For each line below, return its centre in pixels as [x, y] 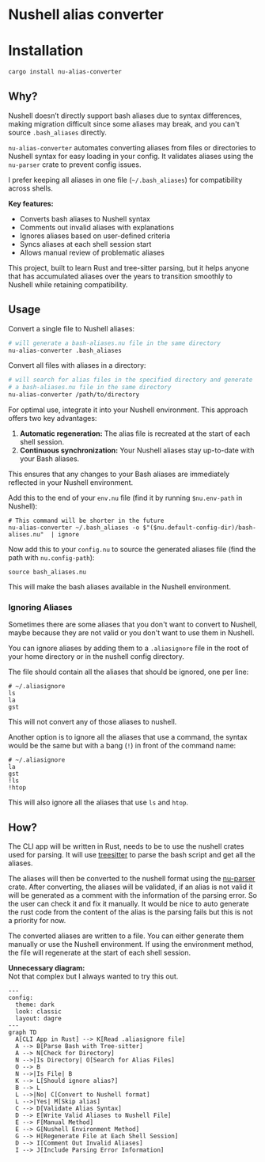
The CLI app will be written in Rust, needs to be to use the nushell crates [126, 846]
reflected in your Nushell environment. [70, 483]
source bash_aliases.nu [47, 572]
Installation [46, 51]
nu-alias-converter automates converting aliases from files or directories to [132, 147]
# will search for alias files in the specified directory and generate [131, 380]
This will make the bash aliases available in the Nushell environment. [120, 587]
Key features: [31, 203]
